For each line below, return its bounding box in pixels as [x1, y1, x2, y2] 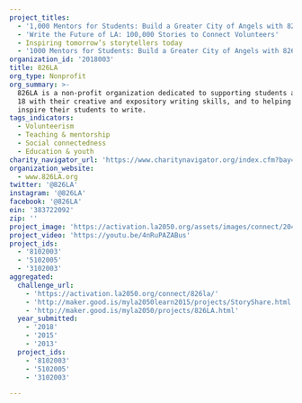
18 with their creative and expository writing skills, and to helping [17, 96, 292, 106]
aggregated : [9, 273, 54, 282]
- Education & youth [17, 147, 94, 156]
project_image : [9, 222, 67, 231]
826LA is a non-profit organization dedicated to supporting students [17, 88, 288, 97]
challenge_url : [17, 281, 75, 290]
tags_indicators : [9, 113, 75, 122]
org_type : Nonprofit [9, 72, 87, 81]
